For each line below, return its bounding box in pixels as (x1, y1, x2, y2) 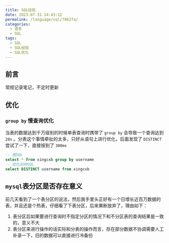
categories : (5, 21, 30, 27)
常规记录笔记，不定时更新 (5, 84, 59, 90)
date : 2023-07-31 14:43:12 (5, 12, 62, 17)
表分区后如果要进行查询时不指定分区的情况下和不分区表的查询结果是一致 (12, 214, 164, 220)
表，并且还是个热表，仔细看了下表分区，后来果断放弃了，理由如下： (5, 202, 148, 209)
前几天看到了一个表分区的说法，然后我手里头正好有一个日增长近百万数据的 (5, 196, 161, 202)
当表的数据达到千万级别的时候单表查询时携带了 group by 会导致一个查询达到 (5, 130, 164, 135)
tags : (5, 36, 17, 41)
